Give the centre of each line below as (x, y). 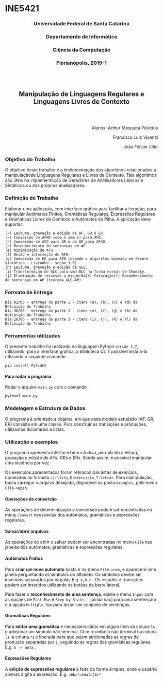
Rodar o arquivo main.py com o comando (46, 387)
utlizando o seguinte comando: (36, 357)
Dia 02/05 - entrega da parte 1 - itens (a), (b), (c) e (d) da (71, 302)
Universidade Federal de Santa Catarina (81, 24)
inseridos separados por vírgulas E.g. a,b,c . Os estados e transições (74, 579)
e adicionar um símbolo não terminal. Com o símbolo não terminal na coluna (81, 631)
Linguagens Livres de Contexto (81, 101)
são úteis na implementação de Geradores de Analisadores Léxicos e (74, 180)
